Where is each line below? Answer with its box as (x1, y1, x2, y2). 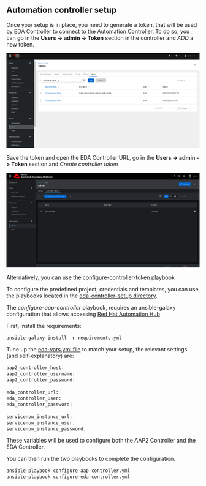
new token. (6, 40, 35, 48)
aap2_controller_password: (6, 377, 75, 383)
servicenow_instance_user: (6, 420, 75, 426)
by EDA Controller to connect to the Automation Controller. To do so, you (6, 28, 190, 35)
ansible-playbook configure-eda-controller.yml (6, 474, 131, 480)
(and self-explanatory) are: (6, 352, 74, 360)
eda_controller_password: (6, 402, 72, 408)
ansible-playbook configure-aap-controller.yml (6, 468, 131, 474)
